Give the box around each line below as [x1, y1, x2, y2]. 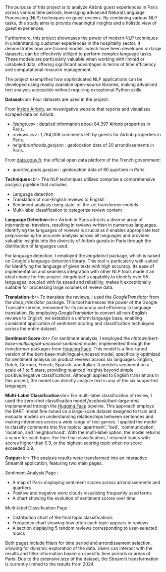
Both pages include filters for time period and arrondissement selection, [5, 540, 152, 546]
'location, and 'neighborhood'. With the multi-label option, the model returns [5, 429, 161, 435]
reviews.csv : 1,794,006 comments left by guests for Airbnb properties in [12, 132, 161, 137]
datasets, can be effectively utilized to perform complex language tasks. [5, 51, 153, 57]
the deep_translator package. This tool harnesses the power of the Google [5, 299, 158, 305]
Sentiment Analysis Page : [5, 470, 58, 476]
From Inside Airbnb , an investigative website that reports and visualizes [5, 106, 151, 112]
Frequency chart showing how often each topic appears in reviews [12, 520, 149, 526]
